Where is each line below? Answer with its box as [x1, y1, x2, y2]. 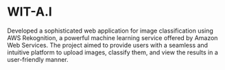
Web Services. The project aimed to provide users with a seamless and [7, 41, 208, 49]
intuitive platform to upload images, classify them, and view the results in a [7, 48, 218, 56]
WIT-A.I [7, 4, 53, 20]
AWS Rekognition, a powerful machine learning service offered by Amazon [7, 33, 218, 41]
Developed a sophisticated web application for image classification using [7, 27, 214, 35]
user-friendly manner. [7, 55, 69, 63]
